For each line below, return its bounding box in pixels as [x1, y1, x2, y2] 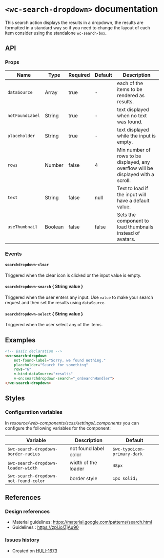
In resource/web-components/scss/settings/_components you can [5, 420, 139, 426]
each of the [117, 80, 143, 87]
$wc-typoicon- [112, 446, 145, 452]
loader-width [7, 465, 38, 470]
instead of [117, 229, 140, 236]
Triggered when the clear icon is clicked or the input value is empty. [5, 272, 142, 278]
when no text [117, 112, 147, 119]
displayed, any [117, 158, 150, 165]
